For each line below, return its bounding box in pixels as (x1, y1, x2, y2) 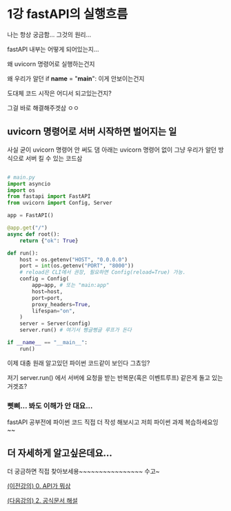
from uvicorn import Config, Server (7, 199, 112, 207)
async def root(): (7, 230, 60, 238)
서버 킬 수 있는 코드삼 (25, 154, 83, 162)
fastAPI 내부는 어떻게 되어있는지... (7, 45, 99, 53)
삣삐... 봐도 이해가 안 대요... (7, 401, 93, 410)
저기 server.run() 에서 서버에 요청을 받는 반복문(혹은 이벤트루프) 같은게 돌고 (7, 373, 210, 381)
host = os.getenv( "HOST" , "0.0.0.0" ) (19, 256, 128, 263)
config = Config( (19, 275, 70, 283)
